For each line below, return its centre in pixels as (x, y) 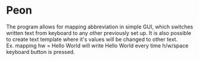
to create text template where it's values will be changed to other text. (92, 39)
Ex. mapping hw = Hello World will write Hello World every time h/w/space (97, 46)
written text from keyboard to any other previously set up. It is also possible (99, 33)
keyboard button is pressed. (41, 52)
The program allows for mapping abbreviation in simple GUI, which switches (100, 27)
